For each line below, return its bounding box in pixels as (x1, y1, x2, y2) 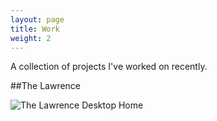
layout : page (10, 14, 65, 25)
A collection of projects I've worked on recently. (10, 61, 208, 73)
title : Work (10, 24, 60, 34)
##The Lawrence (10, 80, 82, 92)
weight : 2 (10, 33, 52, 43)
